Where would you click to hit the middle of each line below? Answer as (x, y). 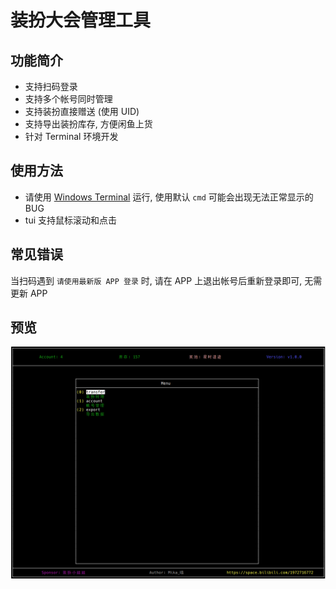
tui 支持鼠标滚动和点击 (70, 220)
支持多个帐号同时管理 (68, 99)
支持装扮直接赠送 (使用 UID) (82, 111)
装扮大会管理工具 (81, 20)
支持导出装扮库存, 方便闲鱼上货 (88, 124)
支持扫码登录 (51, 86)
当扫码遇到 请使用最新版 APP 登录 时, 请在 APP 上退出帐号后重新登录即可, (156, 280)
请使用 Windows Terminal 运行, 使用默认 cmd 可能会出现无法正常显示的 (169, 197)
